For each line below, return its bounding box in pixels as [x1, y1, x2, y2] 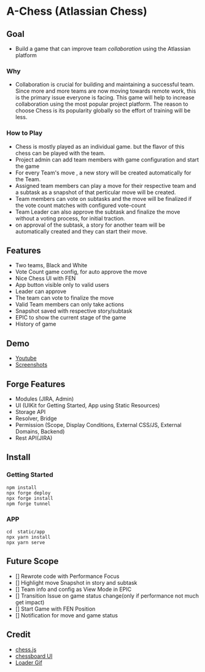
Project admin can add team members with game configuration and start [15, 155, 199, 163]
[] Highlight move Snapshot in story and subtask [15, 579, 137, 586]
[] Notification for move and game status [15, 611, 118, 619]
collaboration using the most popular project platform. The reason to [15, 100, 188, 108]
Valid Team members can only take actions [15, 301, 125, 308]
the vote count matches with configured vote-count [15, 201, 146, 209]
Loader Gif [15, 658, 43, 666]
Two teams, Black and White [15, 262, 88, 269]
